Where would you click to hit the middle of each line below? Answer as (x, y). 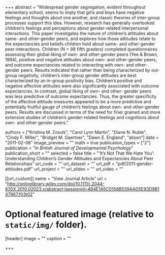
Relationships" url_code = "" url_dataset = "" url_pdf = (60, 164)
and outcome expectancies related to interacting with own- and (69, 65)
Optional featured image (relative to (80, 214)
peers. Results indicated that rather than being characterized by (85, 70)
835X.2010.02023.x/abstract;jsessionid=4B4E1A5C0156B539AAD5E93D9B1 (82, 189)
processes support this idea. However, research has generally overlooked (80, 23)
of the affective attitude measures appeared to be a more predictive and (78, 102)
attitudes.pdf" (19, 169)
